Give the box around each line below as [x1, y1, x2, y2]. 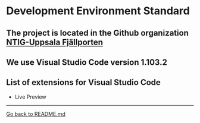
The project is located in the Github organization [6, 28, 189, 38]
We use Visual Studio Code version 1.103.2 [6, 57, 168, 67]
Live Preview [14, 93, 46, 100]
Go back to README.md [6, 110, 65, 117]
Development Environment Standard [6, 4, 190, 18]
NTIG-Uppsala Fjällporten [6, 37, 103, 47]
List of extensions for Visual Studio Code [6, 77, 161, 87]
